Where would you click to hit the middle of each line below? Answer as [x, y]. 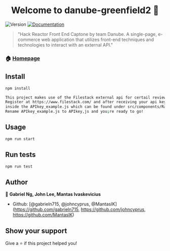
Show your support [36, 231]
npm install [18, 88]
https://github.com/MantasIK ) [43, 215]
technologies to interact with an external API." [65, 45]
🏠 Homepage [23, 58]
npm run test [19, 166]
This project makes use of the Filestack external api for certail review [86, 97]
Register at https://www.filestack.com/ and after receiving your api [81, 102]
